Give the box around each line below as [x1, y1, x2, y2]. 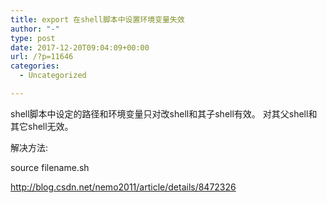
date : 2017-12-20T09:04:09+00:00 [10, 42, 150, 53]
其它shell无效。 [10, 120, 74, 132]
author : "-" [10, 24, 60, 34]
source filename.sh [10, 161, 90, 173]
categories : [10, 61, 60, 71]
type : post [10, 33, 56, 43]
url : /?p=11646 [10, 52, 74, 62]
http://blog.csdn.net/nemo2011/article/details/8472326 [10, 181, 237, 193]
